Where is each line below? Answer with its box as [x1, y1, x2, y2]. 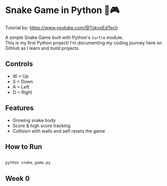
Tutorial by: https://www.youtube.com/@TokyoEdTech [5, 24, 118, 31]
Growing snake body [12, 117, 56, 123]
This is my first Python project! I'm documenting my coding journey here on [5, 39, 162, 46]
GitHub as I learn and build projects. [5, 45, 80, 51]
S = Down [12, 78, 33, 84]
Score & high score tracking [12, 122, 71, 129]
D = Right [12, 89, 32, 95]
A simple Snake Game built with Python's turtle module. [5, 34, 124, 40]
